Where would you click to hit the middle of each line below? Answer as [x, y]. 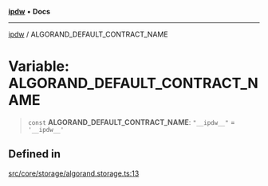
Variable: [39, 66]
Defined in [35, 154]
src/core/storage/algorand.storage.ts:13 [74, 173]
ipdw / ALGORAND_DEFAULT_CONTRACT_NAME [89, 34]
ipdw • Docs [29, 12]
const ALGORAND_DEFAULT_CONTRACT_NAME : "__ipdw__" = [131, 122]
